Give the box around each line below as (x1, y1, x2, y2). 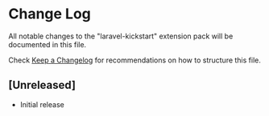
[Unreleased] (8, 78, 77, 92)
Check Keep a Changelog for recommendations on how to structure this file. (8, 55, 262, 65)
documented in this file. (8, 39, 87, 49)
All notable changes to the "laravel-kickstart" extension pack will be (8, 31, 234, 41)
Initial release (19, 99, 64, 109)
